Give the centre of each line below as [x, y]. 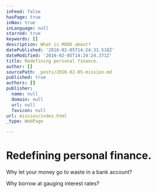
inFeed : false [24, 12]
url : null [23, 105]
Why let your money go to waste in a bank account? [69, 172]
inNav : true [21, 22]
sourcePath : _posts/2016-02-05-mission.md [59, 72]
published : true [26, 77]
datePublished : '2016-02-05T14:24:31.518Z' [60, 50]
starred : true [24, 34]
